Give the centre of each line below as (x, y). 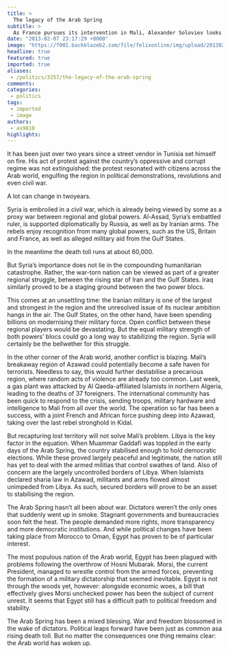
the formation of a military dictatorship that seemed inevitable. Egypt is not (112, 579)
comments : (21, 84)
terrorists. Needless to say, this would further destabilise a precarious (105, 372)
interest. (19, 544)
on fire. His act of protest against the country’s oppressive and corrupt (106, 161)
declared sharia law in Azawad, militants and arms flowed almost (99, 479)
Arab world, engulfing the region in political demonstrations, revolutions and (114, 176)
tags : (15, 103)
